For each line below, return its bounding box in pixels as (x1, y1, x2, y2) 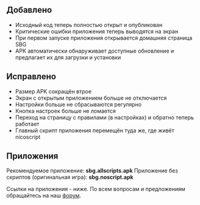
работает (15, 120, 40, 127)
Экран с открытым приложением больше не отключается (15, 94, 167, 102)
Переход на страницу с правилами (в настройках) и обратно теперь (15, 113, 194, 121)
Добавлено (6, 5, 52, 15)
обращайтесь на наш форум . (6, 192, 81, 199)
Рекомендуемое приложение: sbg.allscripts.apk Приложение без (6, 167, 178, 174)
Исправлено (6, 72, 57, 82)
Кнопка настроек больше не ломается (15, 107, 116, 114)
